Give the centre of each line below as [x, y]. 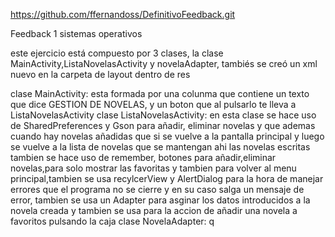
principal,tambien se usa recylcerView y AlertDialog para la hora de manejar [167, 178]
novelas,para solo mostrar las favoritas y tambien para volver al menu [153, 168]
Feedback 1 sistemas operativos [76, 33]
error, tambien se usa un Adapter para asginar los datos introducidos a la [160, 200]
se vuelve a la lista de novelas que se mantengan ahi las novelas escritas [160, 147]
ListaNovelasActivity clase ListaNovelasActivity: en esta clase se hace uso [163, 115]
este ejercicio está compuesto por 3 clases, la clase [117, 53]
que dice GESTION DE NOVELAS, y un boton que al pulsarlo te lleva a [153, 104]
